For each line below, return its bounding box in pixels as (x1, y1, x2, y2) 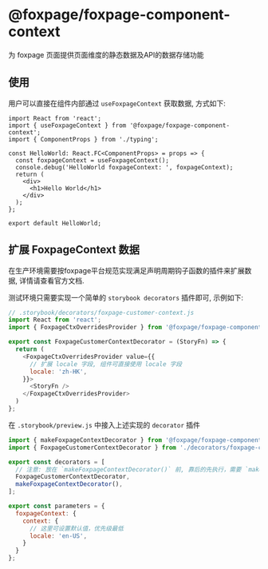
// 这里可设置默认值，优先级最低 (29, 524, 124, 532)
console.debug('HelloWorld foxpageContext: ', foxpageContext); (15, 163, 234, 171)
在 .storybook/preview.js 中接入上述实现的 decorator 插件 (8, 420, 201, 429)
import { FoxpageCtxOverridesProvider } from (8, 324, 162, 332)
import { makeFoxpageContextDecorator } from (8, 436, 162, 444)
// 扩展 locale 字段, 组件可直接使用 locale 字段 (29, 360, 182, 368)
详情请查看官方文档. (18, 276, 85, 285)
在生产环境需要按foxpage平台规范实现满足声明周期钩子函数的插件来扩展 (8, 265, 245, 275)
